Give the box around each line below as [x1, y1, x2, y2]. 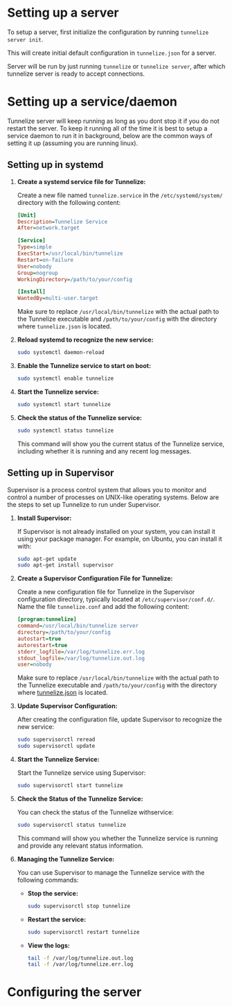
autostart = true [17, 635, 62, 642]
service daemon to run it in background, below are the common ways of [7, 131, 213, 140]
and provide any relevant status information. [17, 841, 143, 850]
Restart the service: [27, 915, 87, 923]
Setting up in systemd [7, 159, 104, 171]
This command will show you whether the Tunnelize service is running [17, 834, 218, 842]
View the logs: [27, 941, 71, 949]
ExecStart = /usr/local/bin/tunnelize [17, 250, 123, 258]
